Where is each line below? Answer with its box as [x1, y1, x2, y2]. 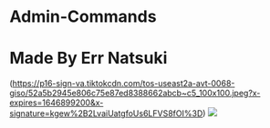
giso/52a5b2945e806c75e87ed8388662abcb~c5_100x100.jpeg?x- [9, 88, 261, 99]
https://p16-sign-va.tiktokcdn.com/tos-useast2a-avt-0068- [12, 78, 235, 89]
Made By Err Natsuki [9, 48, 168, 69]
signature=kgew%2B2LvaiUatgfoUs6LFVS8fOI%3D [9, 108, 203, 119]
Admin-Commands [9, 6, 157, 27]
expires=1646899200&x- [9, 97, 104, 108]
